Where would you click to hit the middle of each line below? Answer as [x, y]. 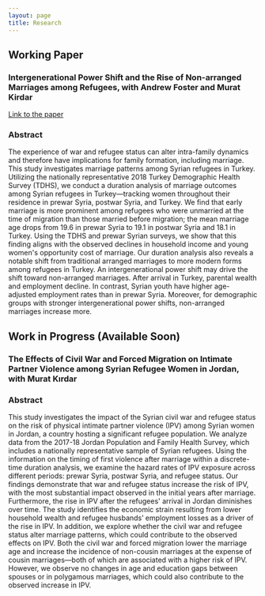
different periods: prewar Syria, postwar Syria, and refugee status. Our [123, 476]
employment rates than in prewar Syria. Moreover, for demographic [148, 295]
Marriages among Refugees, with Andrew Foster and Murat [125, 87]
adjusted [23, 295]
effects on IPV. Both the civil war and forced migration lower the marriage [128, 543]
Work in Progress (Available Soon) [94, 336]
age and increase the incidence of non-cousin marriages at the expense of [130, 552]
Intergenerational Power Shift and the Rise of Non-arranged [125, 77]
